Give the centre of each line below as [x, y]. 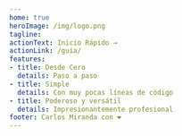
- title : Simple [39, 84]
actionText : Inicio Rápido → [63, 42]
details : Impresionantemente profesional [95, 109]
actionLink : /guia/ [45, 51]
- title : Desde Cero [48, 68]
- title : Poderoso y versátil [66, 101]
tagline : [25, 34]
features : [28, 59]
